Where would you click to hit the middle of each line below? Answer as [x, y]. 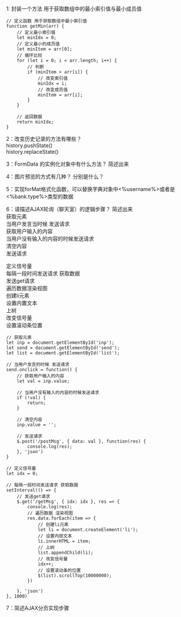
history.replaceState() [32, 152]
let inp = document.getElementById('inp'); [60, 343]
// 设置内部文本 [55, 536]
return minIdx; [35, 122]
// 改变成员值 [52, 90]
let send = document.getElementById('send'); [63, 348]
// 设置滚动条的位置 [59, 570]
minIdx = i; [52, 83]
